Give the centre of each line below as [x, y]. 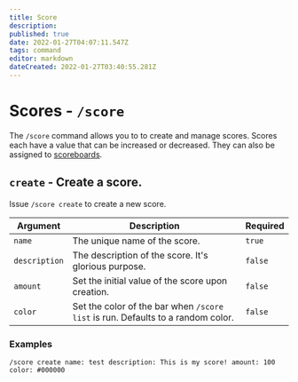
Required [265, 226]
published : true [39, 34]
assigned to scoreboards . [56, 154]
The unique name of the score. [136, 241]
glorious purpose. [109, 266]
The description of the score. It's [140, 255]
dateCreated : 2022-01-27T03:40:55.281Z [83, 68]
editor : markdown [41, 59]
